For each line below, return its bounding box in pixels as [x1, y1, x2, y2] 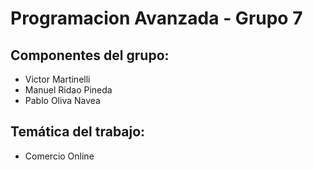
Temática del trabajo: [10, 123, 146, 141]
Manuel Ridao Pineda [24, 84, 113, 96]
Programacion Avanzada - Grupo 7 [10, 7, 303, 30]
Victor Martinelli [24, 73, 91, 85]
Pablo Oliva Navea [24, 95, 101, 106]
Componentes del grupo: [10, 47, 170, 64]
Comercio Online [24, 150, 95, 162]
